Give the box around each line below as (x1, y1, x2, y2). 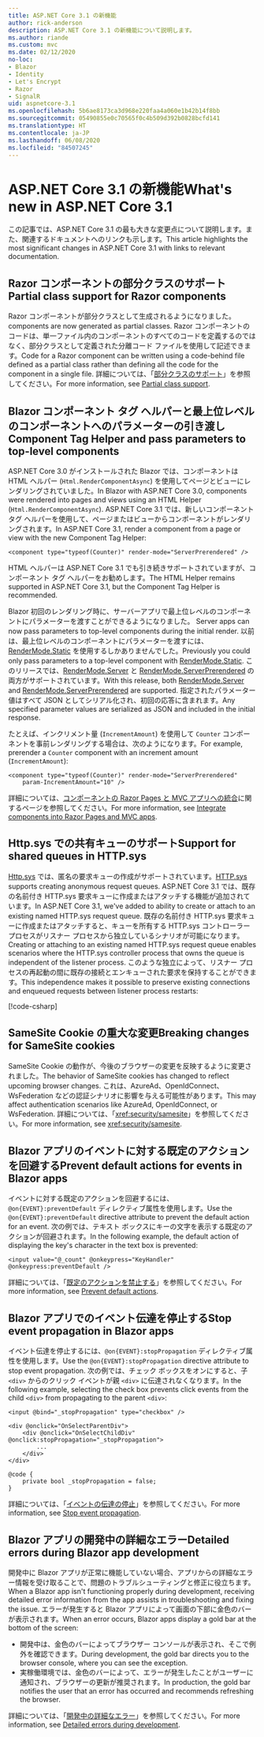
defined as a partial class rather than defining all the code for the (8, 360, 219, 370)
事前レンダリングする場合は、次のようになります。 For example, (35, 739, 243, 748)
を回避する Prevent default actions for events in (8, 1159, 243, 1172)
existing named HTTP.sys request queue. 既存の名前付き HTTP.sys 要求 (8, 911, 242, 920)
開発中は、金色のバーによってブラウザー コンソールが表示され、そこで (19, 1640, 250, 1649)
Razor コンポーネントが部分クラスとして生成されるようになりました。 (8, 311, 236, 321)
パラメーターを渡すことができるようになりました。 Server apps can (28, 616, 250, 626)
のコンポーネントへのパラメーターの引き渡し (8, 419, 226, 433)
